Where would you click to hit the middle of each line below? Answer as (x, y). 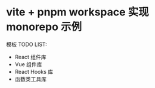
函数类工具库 (30, 79)
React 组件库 (30, 57)
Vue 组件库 (28, 64)
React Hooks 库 (34, 71)
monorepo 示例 (44, 27)
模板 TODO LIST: (27, 44)
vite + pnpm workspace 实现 (77, 12)
